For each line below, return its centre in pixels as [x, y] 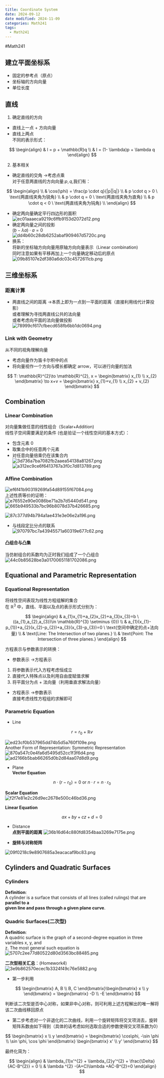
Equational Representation [37, 589]
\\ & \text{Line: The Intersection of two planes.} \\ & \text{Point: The [86, 634]
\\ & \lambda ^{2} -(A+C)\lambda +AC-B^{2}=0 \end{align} [98, 1066]
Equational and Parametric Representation [71, 575]
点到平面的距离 [27, 832]
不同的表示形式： [29, 140]
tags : [10, 28]
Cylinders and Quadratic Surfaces [58, 868]
